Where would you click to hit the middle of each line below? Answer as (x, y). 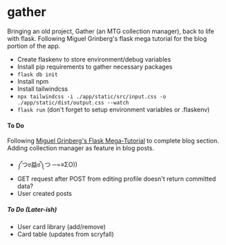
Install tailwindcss (43, 89)
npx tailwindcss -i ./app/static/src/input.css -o (92, 97)
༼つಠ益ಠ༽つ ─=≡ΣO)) (47, 165)
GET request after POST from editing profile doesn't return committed (116, 179)
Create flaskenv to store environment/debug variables (94, 59)
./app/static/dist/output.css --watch (73, 102)
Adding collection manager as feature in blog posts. (81, 148)
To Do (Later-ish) (32, 209)
